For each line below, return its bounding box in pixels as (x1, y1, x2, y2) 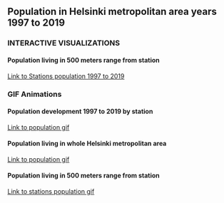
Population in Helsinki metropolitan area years (7, 6, 218, 18)
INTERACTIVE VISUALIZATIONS (7, 38, 120, 48)
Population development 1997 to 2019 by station (7, 107, 153, 116)
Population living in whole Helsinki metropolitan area (7, 139, 167, 148)
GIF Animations (7, 89, 62, 99)
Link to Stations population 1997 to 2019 (7, 71, 125, 80)
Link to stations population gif (7, 187, 95, 196)
